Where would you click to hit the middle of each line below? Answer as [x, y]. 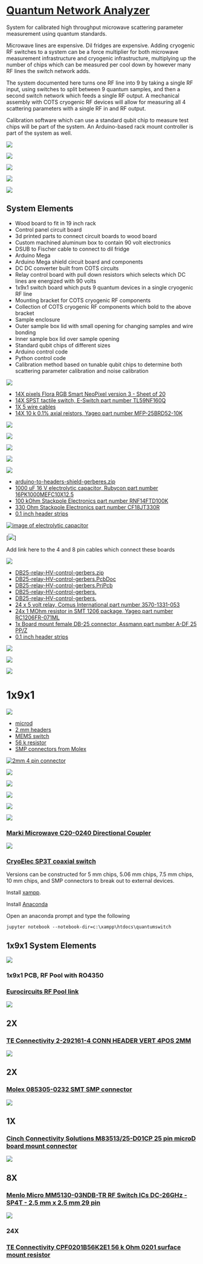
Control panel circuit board [48, 230]
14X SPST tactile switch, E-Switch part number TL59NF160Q [90, 400]
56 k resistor [31, 742]
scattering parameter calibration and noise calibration [82, 371]
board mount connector [42, 1146]
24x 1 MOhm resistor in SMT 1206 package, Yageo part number [94, 611]
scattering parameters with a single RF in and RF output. [76, 108]
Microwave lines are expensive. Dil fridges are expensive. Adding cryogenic [101, 45]
